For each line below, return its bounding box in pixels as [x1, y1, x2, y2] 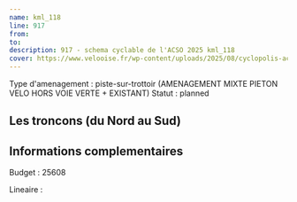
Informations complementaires [9, 144, 184, 159]
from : [9, 29, 29, 38]
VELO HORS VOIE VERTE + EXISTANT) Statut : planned [9, 88, 209, 98]
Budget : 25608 [9, 167, 66, 178]
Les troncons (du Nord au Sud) [9, 113, 181, 128]
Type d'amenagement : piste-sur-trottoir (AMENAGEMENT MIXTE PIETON [9, 79, 278, 89]
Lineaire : [9, 184, 43, 195]
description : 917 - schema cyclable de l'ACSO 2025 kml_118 [9, 46, 236, 55]
